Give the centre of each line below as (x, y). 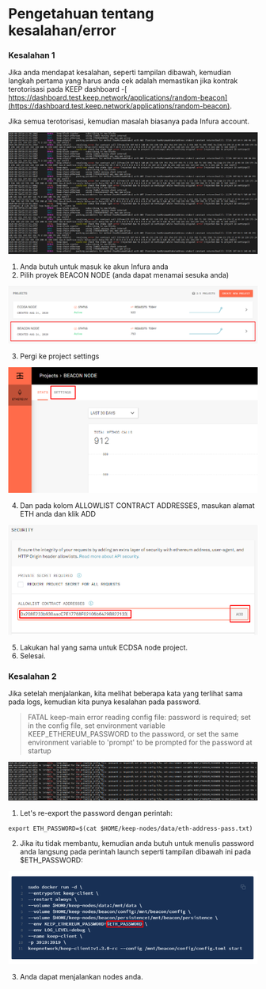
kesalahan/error (62, 30)
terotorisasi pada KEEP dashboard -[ (68, 89)
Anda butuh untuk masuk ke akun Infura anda (94, 267)
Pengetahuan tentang (81, 14)
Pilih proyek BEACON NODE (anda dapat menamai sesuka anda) (124, 275)
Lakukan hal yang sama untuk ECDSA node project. (104, 648)
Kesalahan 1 (32, 55)
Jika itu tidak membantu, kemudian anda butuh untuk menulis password (137, 843)
